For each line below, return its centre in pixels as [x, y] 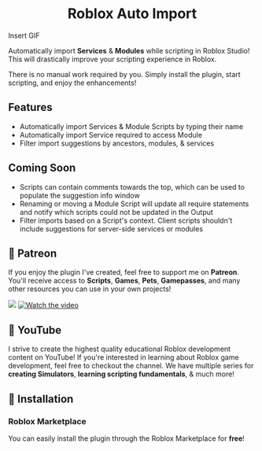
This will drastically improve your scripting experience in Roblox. [113, 59]
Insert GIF [24, 35]
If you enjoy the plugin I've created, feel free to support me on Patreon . [124, 272]
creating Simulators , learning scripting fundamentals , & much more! [121, 374]
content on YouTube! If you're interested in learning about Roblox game [124, 357]
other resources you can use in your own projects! [90, 289]
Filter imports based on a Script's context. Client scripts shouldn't [126, 220]
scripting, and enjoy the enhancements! [72, 83]
